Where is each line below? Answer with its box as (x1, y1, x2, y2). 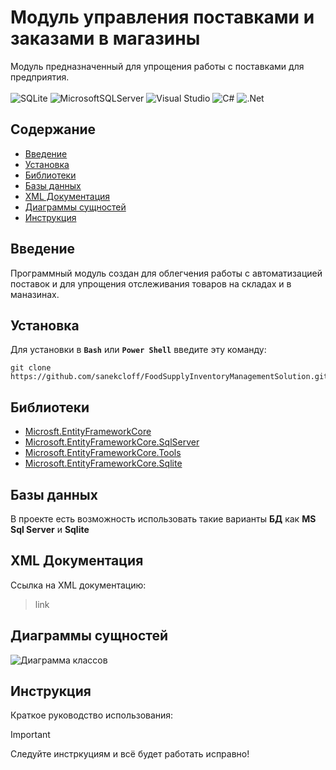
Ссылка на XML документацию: (10, 579, 147, 591)
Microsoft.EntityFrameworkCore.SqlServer (24, 436, 200, 448)
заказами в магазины (10, 27, 201, 50)
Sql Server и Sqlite (10, 524, 90, 535)
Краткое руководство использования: (10, 709, 174, 721)
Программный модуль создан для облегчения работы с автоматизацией (10, 267, 323, 279)
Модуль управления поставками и (10, 6, 315, 29)
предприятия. (10, 71, 70, 83)
